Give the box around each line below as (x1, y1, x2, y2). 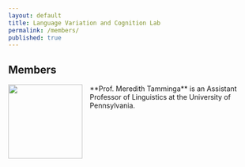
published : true (8, 33, 62, 42)
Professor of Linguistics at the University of (89, 93, 232, 102)
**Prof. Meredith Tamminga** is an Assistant (89, 84, 237, 93)
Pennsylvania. (89, 101, 136, 111)
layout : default (8, 11, 62, 20)
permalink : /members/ (8, 26, 80, 34)
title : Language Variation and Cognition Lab (8, 19, 160, 27)
